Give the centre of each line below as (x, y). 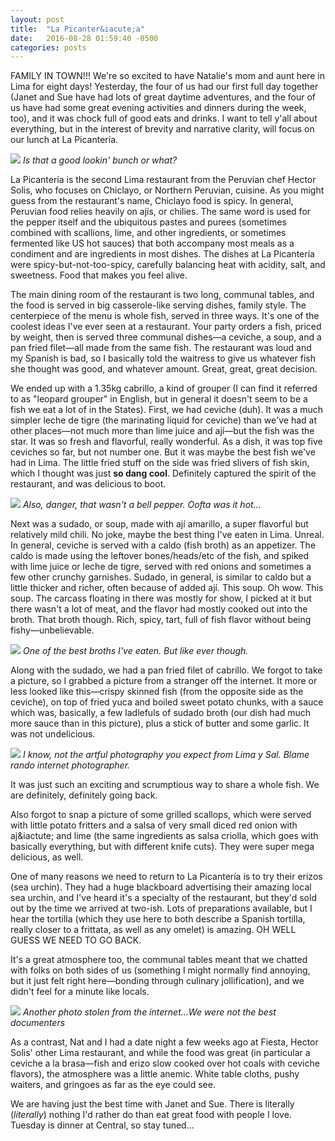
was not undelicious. (53, 734)
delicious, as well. (47, 857)
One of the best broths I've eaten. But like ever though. (135, 651)
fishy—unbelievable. (52, 630)
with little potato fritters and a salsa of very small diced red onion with (154, 825)
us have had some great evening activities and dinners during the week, (158, 108)
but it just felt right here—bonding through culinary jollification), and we (157, 981)
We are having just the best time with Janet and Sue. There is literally (152, 1104)
